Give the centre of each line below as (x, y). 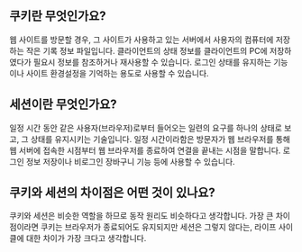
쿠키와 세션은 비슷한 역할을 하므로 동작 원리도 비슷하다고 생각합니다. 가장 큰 (142, 216)
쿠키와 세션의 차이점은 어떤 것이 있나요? (113, 193)
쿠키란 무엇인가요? (58, 16)
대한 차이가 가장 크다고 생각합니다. (86, 238)
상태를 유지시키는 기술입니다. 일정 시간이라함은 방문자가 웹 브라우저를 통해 (160, 139)
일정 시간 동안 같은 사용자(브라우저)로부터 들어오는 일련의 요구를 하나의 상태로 (146, 128)
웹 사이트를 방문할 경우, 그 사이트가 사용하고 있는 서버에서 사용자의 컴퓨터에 (142, 40)
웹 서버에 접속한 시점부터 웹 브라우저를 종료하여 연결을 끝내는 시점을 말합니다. (145, 150)
